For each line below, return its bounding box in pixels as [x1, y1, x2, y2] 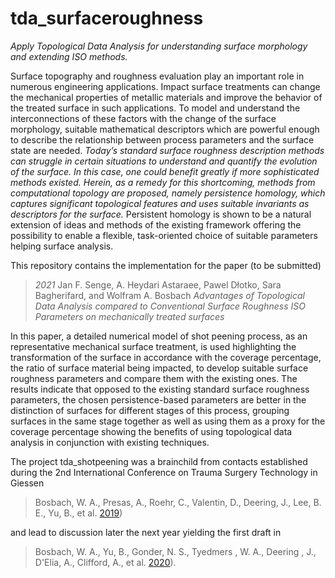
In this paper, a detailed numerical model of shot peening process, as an [10, 330, 308, 342]
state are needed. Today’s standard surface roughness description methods [10, 144, 325, 156]
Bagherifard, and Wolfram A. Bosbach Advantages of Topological [34, 289, 305, 301]
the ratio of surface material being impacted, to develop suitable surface [10, 362, 309, 374]
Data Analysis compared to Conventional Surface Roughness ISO [34, 300, 306, 312]
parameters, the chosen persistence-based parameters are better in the [10, 393, 307, 406]
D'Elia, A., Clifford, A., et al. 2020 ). [34, 556, 177, 568]
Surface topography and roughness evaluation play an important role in [10, 70, 305, 82]
